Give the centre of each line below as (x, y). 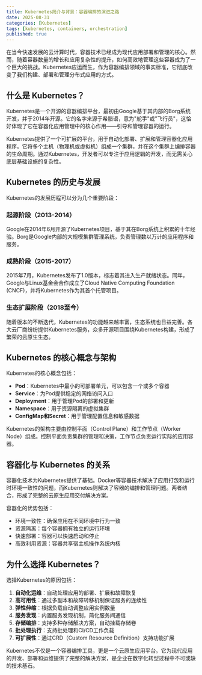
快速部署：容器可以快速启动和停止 (57, 536)
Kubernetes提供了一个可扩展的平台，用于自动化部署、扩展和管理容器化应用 (99, 138)
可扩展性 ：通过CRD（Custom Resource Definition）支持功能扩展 (95, 638)
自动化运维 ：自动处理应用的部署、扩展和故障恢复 (75, 593)
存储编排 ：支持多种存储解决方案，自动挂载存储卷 (75, 623)
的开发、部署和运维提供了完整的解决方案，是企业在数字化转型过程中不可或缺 (101, 658)
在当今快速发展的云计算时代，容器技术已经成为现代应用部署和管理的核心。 (98, 52)
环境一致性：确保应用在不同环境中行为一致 (68, 521)
